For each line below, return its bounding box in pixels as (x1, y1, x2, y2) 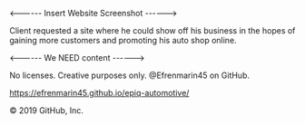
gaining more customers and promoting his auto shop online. (9, 35, 238, 45)
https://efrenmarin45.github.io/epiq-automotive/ (9, 88, 190, 98)
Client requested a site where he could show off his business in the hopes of (9, 25, 296, 35)
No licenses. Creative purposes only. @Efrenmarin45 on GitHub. (9, 70, 251, 81)
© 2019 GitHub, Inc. (9, 105, 84, 116)
